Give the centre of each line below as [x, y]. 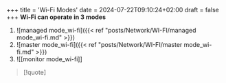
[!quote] [34, 72]
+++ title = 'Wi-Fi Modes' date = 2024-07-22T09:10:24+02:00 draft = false [113, 10]
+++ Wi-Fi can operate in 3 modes [56, 17]
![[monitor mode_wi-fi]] [49, 59]
